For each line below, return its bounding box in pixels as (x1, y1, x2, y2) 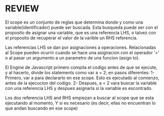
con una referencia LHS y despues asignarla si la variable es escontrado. (5, 85, 153, 91)
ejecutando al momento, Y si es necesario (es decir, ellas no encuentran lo (5, 100, 156, 106)
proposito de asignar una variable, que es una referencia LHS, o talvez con (5, 29, 156, 35)
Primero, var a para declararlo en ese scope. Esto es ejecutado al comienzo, (5, 75, 160, 81)
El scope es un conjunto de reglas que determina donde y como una (5, 19, 143, 25)
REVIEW (5, 3, 39, 14)
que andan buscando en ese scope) (5, 105, 78, 111)
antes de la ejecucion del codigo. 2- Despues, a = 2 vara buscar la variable (5, 80, 157, 86)
